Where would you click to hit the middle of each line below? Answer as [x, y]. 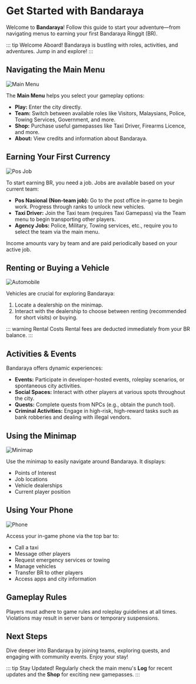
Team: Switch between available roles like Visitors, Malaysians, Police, [100, 113]
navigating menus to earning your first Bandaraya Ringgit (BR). [82, 33]
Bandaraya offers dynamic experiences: [54, 368]
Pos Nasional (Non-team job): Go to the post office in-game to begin [99, 200]
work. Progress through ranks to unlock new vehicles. [80, 206]
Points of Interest [35, 473]
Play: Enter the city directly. [48, 107]
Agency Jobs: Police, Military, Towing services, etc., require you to [96, 225]
